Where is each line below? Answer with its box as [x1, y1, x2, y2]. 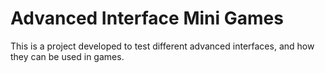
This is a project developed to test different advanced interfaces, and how [10, 40, 315, 52]
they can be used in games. [10, 50, 125, 62]
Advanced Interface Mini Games [10, 7, 284, 30]
